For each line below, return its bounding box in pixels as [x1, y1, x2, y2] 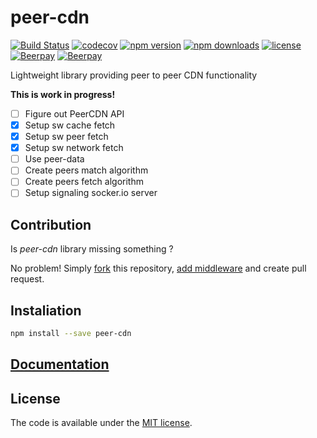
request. [10, 273, 45, 285]
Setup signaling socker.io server [24, 187, 158, 199]
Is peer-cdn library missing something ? [10, 243, 174, 255]
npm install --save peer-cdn [10, 329, 132, 339]
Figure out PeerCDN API [24, 107, 125, 120]
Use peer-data [24, 153, 85, 165]
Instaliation [10, 302, 82, 319]
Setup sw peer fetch [24, 131, 109, 143]
